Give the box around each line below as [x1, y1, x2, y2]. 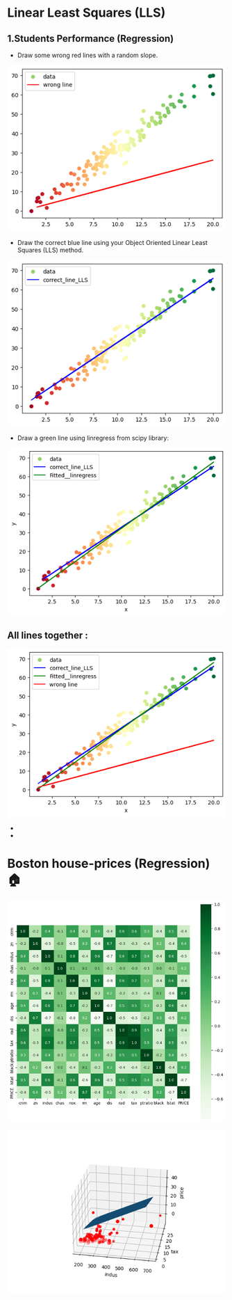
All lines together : [7, 630, 88, 642]
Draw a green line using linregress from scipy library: [17, 434, 169, 442]
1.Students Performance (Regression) [7, 33, 174, 45]
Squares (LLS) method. [17, 246, 84, 255]
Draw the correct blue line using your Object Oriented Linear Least [17, 239, 208, 247]
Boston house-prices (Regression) [7, 856, 210, 871]
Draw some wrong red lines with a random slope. [17, 51, 158, 59]
